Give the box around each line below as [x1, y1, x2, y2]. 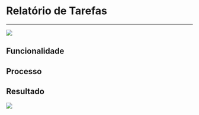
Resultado [6, 87, 44, 97]
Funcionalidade [6, 46, 65, 56]
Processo [6, 66, 42, 76]
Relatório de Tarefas [6, 4, 108, 18]
